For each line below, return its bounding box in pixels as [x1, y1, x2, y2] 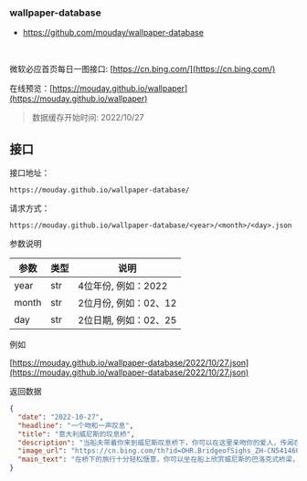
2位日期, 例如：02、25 [77, 314, 177, 327]
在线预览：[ [9, 83, 53, 94]
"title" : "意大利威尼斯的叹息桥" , [17, 429, 135, 439]
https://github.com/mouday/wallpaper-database [22, 27, 204, 38]
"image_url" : [17, 446, 68, 455]
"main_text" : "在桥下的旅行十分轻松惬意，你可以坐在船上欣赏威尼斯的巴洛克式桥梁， [17, 455, 300, 465]
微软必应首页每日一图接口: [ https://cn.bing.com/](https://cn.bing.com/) [9, 64, 276, 75]
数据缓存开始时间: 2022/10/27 [31, 112, 144, 123]
